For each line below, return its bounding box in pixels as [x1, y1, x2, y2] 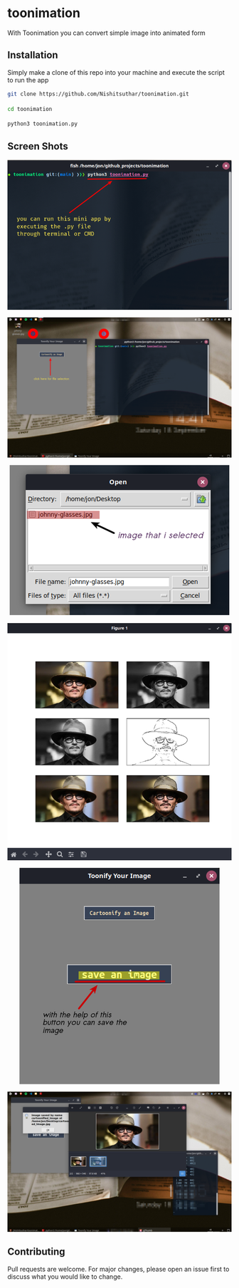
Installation [7, 49, 58, 61]
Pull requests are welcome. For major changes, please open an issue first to [7, 1265, 230, 1273]
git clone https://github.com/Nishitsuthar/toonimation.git [7, 90, 190, 98]
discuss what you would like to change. [7, 1272, 123, 1281]
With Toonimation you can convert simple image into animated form [7, 28, 206, 37]
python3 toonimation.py [7, 120, 78, 127]
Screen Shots [7, 140, 69, 152]
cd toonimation [7, 105, 53, 112]
